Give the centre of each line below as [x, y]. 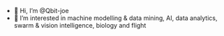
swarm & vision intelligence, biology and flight [80, 25]
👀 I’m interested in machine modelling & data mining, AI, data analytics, [115, 18]
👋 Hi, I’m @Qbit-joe [41, 11]
